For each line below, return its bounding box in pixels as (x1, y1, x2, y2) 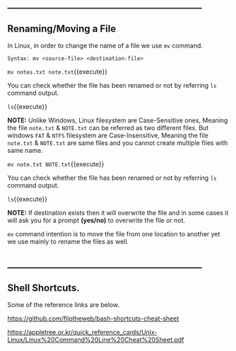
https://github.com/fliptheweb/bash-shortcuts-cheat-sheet (7, 314, 179, 323)
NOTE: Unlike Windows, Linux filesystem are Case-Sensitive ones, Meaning (7, 116, 228, 125)
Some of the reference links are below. (7, 301, 120, 309)
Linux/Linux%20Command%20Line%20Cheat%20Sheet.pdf (7, 335, 184, 344)
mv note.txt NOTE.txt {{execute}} (7, 160, 105, 168)
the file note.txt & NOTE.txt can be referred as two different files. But (7, 124, 209, 132)
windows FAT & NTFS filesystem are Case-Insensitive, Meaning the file (7, 131, 208, 140)
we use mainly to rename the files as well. (7, 237, 129, 246)
